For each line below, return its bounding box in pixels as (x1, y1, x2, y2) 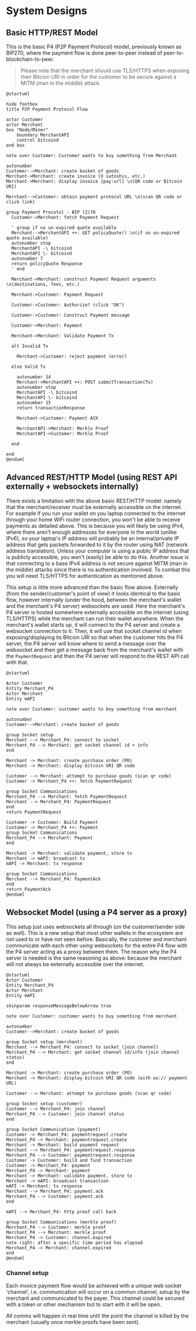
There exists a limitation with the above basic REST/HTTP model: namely (6, 497, 182, 504)
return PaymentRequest (6, 809, 62, 815)
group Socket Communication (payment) (6, 1126, 101, 1132)
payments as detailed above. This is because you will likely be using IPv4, (6, 522, 185, 529)
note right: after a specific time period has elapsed (6, 1240, 143, 1246)
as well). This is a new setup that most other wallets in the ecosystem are (6, 929, 183, 936)
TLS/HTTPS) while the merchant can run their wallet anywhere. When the (6, 615, 184, 622)
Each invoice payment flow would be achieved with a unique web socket (6, 1282, 182, 1289)
